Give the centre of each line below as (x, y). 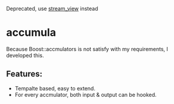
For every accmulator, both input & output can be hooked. (86, 94)
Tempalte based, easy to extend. (55, 88)
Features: (24, 74)
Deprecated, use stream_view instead (52, 9)
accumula (31, 33)
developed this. (25, 55)
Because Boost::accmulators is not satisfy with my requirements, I (87, 49)
